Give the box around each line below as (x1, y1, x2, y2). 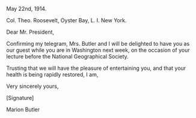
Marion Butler (6, 106, 40, 113)
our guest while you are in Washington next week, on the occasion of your (6, 46, 191, 54)
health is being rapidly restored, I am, (6, 71, 99, 78)
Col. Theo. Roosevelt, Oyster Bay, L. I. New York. (6, 17, 127, 23)
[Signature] (6, 95, 34, 101)
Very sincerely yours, (6, 82, 59, 90)
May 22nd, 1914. (6, 5, 47, 12)
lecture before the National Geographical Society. (6, 53, 129, 60)
